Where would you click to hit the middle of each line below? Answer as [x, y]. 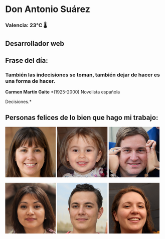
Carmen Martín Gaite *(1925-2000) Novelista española [63, 92]
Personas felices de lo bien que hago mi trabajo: [82, 117]
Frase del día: [27, 61]
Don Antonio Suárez [48, 9]
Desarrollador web [35, 43]
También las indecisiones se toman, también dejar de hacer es [83, 75]
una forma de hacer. [30, 81]
